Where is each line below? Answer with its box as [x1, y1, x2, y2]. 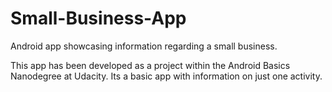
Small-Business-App [10, 7, 187, 30]
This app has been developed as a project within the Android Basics [10, 59, 291, 71]
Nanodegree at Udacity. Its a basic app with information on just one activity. [10, 70, 323, 82]
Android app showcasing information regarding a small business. [10, 40, 278, 52]
